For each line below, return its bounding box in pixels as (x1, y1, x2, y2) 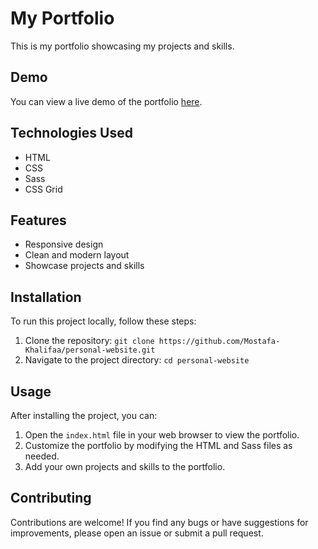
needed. (24, 450, 60, 462)
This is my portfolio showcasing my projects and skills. (10, 40, 235, 52)
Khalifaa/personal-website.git (24, 345, 156, 356)
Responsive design (24, 238, 104, 251)
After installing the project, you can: (10, 410, 158, 421)
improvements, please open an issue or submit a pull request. (10, 527, 264, 539)
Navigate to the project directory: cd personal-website (24, 354, 250, 366)
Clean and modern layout (24, 249, 130, 261)
